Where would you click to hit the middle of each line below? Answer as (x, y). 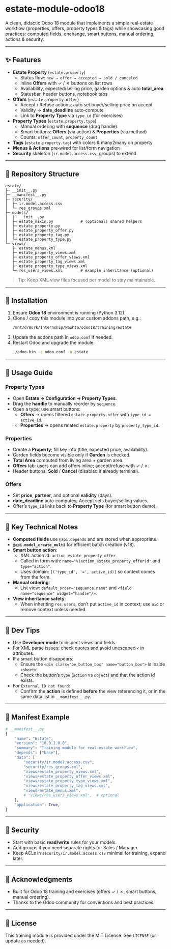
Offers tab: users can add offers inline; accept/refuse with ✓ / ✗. (81, 466)
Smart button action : (35, 550)
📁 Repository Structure (42, 174)
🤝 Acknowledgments (39, 879)
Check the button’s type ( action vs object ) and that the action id (88, 675)
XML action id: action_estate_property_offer (68, 556)
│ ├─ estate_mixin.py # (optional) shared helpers (74, 221)
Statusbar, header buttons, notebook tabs (64, 94)
